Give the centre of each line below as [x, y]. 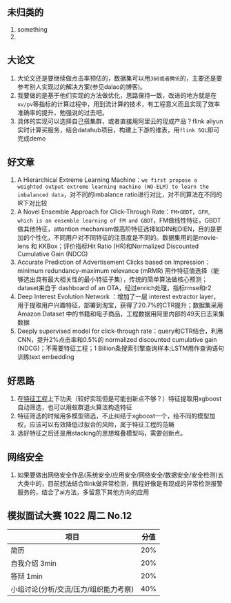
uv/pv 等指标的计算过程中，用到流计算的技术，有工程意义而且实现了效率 [119, 104]
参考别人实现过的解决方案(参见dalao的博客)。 [82, 86]
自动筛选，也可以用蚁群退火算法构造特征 [74, 407]
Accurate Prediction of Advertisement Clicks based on [94, 262]
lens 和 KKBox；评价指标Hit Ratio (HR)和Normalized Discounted [108, 246]
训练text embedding [46, 357]
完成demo [31, 138]
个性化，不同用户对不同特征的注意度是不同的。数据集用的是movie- [124, 238]
